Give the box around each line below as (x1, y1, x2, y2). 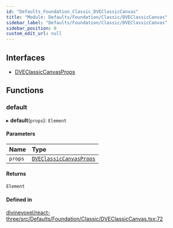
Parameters (6, 130, 35, 137)
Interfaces (6, 53, 45, 63)
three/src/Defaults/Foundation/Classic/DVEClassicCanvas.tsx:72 (6, 216, 164, 223)
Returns (6, 170, 27, 178)
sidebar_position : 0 (6, 25, 57, 31)
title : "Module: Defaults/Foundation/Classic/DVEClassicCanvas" (6, 14, 168, 20)
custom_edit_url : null (6, 31, 62, 37)
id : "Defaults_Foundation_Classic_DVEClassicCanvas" (6, 8, 139, 15)
